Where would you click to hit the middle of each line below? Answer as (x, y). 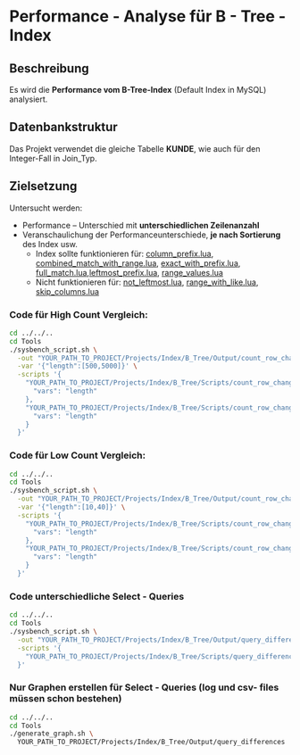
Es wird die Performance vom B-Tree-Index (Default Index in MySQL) (138, 90)
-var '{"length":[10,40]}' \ (71, 507)
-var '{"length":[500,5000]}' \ (78, 366)
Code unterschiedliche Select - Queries (97, 596)
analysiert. (29, 99)
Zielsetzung (43, 186)
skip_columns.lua (67, 291)
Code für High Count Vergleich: (79, 314)
